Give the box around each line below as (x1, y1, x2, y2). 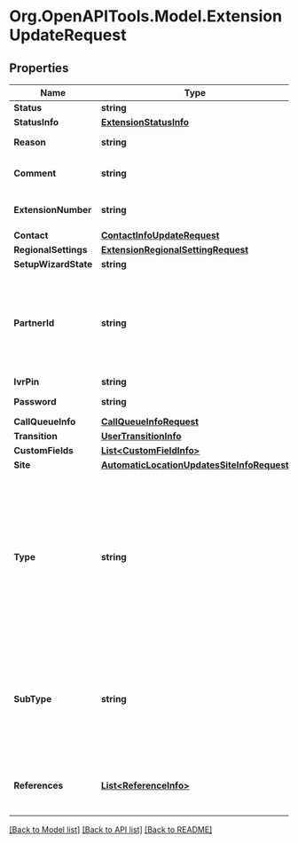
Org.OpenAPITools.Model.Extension (9, 6, 282, 27)
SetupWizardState (13, 258, 93, 270)
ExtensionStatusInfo (100, 116, 189, 128)
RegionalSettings (13, 244, 88, 256)
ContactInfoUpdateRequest (100, 229, 220, 241)
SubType (13, 693, 52, 705)
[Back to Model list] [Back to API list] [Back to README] (9, 824, 213, 835)
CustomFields (13, 445, 74, 456)
